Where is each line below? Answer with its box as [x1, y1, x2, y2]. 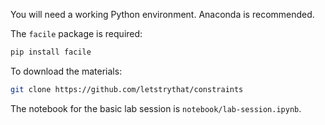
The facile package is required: [10, 28, 143, 39]
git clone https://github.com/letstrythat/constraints [10, 84, 244, 94]
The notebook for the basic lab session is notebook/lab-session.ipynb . [10, 102, 302, 114]
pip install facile [10, 47, 92, 57]
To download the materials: [10, 65, 123, 77]
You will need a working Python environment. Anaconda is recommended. [10, 9, 315, 20]
